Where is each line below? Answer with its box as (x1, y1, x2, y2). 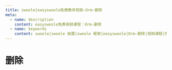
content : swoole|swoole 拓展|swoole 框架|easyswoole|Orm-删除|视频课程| (14, 31, 165, 36)
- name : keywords (10, 27, 47, 32)
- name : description (10, 17, 54, 22)
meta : (5, 12, 17, 17)
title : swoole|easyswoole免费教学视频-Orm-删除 (5, 7, 102, 13)
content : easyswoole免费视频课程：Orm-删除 (14, 21, 102, 27)
